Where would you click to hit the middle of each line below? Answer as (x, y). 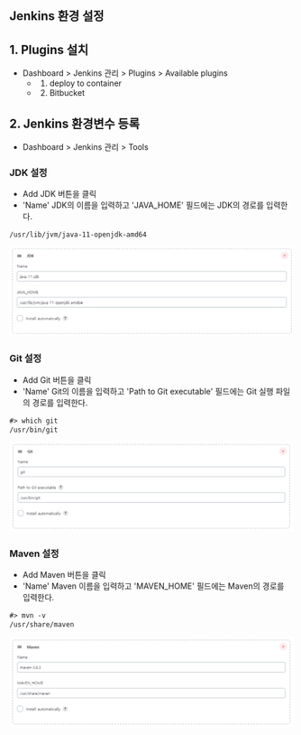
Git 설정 (26, 358)
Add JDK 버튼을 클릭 (59, 194)
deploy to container (86, 83)
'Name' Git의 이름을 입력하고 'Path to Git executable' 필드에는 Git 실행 (148, 391)
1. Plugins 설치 (49, 49)
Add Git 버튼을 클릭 (57, 380)
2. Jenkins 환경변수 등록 (74, 123)
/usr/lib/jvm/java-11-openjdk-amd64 (78, 235)
